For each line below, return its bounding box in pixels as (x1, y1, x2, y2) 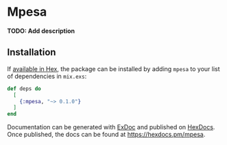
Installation (7, 47, 56, 58)
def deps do (7, 85, 41, 92)
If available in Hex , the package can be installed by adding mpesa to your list (7, 64, 221, 72)
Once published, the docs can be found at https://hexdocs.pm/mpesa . (7, 131, 206, 139)
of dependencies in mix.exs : (7, 72, 87, 80)
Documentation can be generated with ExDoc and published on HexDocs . (7, 123, 215, 131)
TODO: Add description (7, 27, 75, 35)
